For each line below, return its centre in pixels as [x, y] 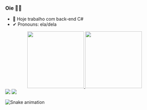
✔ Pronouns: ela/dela [34, 24]
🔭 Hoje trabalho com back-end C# [48, 19]
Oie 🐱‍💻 [14, 8]
